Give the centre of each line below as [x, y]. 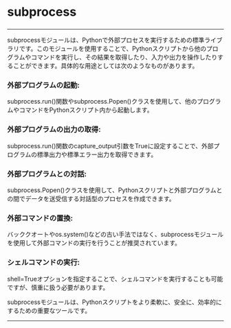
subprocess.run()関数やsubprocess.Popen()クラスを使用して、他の [102, 102]
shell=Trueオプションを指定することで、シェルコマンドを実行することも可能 [115, 279]
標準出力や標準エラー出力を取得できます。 [97, 154]
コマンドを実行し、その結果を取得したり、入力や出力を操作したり [124, 57]
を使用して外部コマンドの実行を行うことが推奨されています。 [94, 243]
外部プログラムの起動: [44, 85]
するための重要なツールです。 [49, 310]
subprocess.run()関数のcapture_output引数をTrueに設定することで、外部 [110, 145]
